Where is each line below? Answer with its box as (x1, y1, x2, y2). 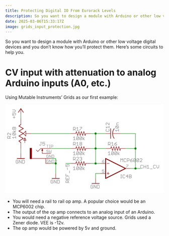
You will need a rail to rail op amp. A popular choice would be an (12, 198, 146, 204)
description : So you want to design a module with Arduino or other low (5, 13, 161, 19)
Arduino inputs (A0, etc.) (5, 78, 111, 89)
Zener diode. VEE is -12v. (12, 220, 65, 226)
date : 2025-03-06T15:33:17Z (5, 19, 64, 24)
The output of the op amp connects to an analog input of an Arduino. (12, 209, 155, 215)
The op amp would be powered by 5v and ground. (12, 225, 117, 231)
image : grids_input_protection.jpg (5, 24, 80, 29)
